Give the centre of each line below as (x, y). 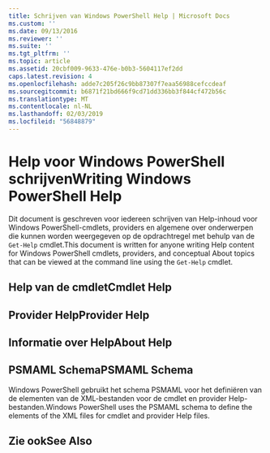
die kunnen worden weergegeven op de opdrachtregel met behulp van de (132, 235)
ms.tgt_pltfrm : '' (39, 54)
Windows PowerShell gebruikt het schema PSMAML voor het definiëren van (135, 390)
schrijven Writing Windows (100, 179)
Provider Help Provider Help (79, 315)
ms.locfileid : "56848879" (52, 122)
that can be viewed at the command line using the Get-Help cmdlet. (121, 261)
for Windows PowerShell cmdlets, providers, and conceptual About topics (132, 253)
